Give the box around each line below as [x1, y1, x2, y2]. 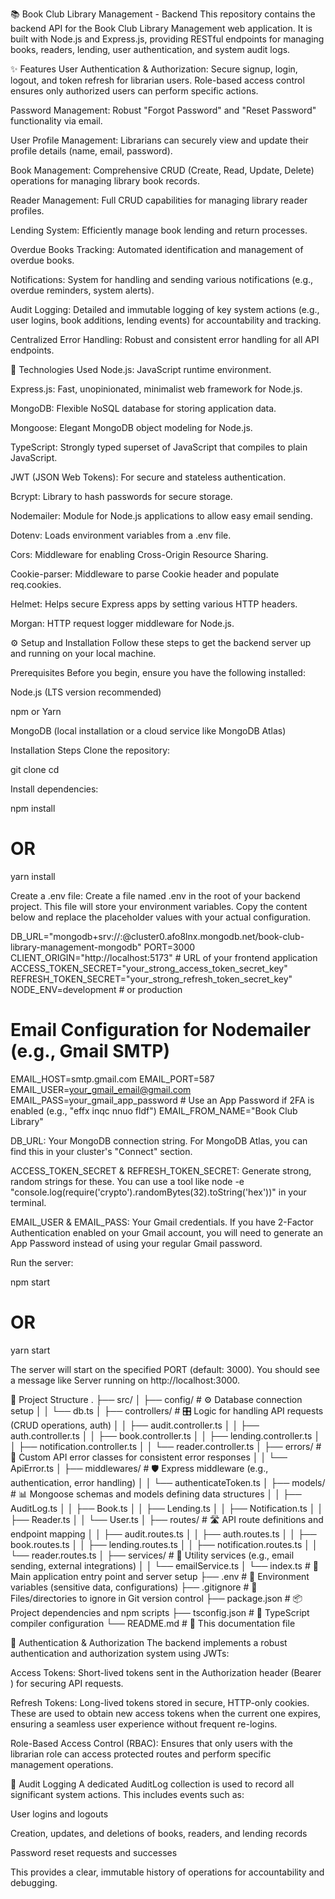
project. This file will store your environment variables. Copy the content [10, 900, 308, 912]
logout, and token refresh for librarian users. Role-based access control [10, 74, 305, 86]
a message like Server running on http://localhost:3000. [10, 1374, 241, 1386]
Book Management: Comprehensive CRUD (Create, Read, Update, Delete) [10, 164, 315, 176]
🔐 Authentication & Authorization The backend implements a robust [10, 1636, 288, 1648]
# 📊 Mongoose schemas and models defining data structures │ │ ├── [10, 1488, 302, 1500]
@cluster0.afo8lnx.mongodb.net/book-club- [122, 930, 305, 942]
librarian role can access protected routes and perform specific [10, 1748, 272, 1760]
